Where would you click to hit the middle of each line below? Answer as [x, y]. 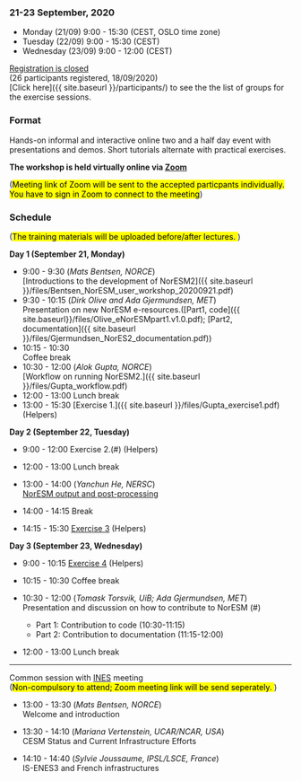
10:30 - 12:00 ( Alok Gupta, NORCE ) [87, 366]
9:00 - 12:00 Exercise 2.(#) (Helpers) [90, 449]
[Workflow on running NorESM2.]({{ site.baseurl [111, 376]
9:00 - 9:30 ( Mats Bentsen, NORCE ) [89, 271]
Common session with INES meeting [76, 677]
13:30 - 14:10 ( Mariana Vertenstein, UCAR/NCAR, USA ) [123, 731]
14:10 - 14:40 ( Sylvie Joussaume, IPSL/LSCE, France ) [120, 758]
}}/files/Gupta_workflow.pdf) [75, 386]
